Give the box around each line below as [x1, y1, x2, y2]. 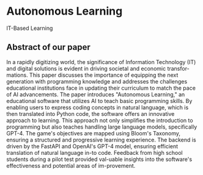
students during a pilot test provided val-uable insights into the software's [6, 155, 193, 163]
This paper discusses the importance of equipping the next [29, 71, 179, 79]
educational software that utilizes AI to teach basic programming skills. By [6, 97, 193, 104]
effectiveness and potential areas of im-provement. [6, 162, 136, 169]
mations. [6, 71, 29, 79]
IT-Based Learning [6, 24, 53, 32]
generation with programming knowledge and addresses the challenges [6, 77, 188, 85]
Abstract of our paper [6, 42, 90, 52]
